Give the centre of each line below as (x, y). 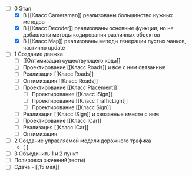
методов (34, 22)
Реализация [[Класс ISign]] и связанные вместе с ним (91, 114)
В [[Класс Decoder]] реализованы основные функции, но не (98, 28)
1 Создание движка (38, 54)
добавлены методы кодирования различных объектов (91, 35)
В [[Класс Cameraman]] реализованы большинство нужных (98, 15)
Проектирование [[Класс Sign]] (71, 107)
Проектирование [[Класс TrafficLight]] (80, 100)
